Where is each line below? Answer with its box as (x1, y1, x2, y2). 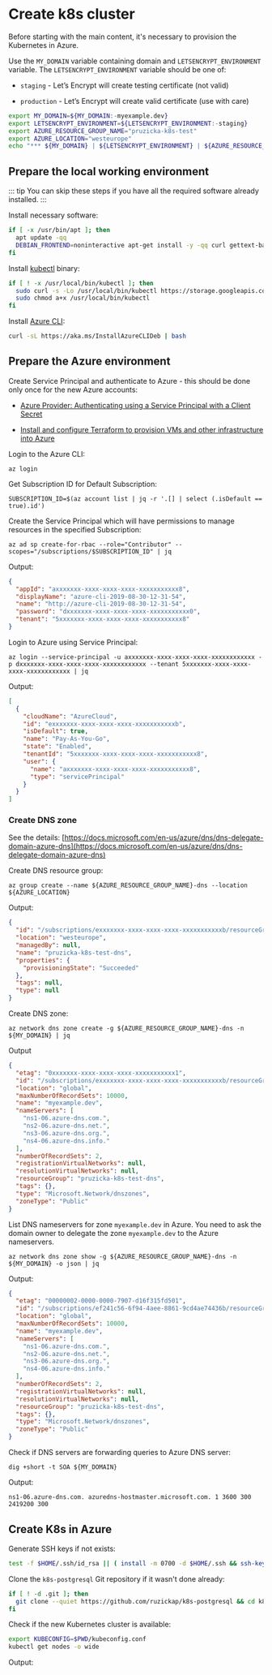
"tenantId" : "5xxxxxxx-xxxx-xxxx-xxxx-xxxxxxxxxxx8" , (23, 750, 208, 759)
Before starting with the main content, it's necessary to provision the (8, 32, 237, 41)
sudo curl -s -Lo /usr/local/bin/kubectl (15, 286, 158, 295)
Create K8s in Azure (8, 1522, 113, 1536)
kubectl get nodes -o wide (8, 1643, 100, 1651)
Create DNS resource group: (8, 866, 104, 876)
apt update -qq (15, 234, 67, 242)
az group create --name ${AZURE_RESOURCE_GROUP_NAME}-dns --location (8, 881, 249, 889)
